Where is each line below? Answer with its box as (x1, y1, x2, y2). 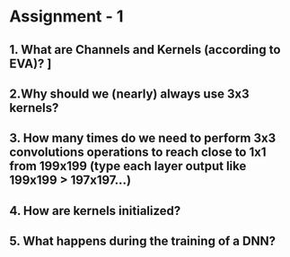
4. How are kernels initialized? (9, 203, 181, 218)
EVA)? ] (9, 56, 52, 71)
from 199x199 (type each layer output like (9, 158, 247, 174)
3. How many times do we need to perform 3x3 (9, 131, 277, 146)
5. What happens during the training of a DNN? (9, 234, 277, 249)
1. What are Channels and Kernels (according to (9, 42, 281, 57)
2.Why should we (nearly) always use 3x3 (9, 86, 250, 101)
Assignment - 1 (9, 6, 124, 27)
